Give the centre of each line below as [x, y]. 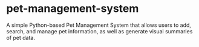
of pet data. [21, 37]
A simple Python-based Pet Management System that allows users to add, [99, 25]
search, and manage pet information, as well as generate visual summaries [99, 31]
